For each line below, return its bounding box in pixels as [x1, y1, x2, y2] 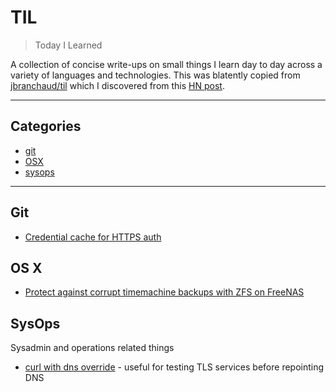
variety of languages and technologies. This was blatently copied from [10, 69, 301, 81]
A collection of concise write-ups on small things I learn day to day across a [10, 58, 323, 70]
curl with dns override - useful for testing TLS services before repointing [24, 361, 325, 373]
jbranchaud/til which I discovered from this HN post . [10, 79, 225, 91]
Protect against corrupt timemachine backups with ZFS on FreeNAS [24, 286, 305, 298]
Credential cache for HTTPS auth [24, 231, 162, 243]
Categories [10, 118, 82, 135]
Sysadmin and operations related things [10, 342, 175, 354]
